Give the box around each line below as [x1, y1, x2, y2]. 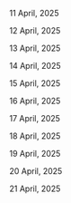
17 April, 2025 [9, 113, 61, 123]
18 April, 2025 [9, 130, 61, 141]
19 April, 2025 [9, 149, 61, 159]
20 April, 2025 [9, 166, 63, 176]
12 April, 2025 [9, 25, 61, 35]
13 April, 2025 [9, 43, 61, 53]
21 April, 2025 [9, 183, 61, 194]
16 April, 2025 [9, 95, 61, 106]
